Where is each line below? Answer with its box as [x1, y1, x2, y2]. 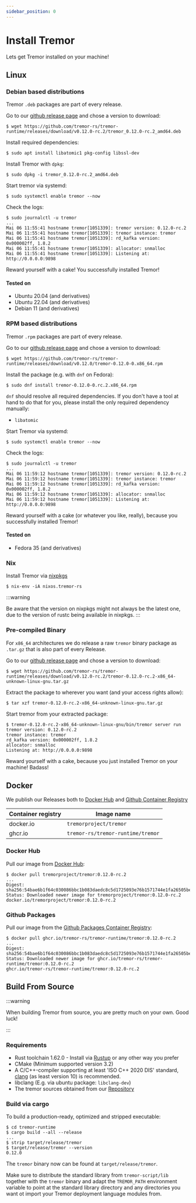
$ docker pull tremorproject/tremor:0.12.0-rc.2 [6, 871, 127, 878]
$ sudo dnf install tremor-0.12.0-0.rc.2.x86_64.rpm [6, 382, 137, 388]
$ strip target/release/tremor [6, 1140, 82, 1146]
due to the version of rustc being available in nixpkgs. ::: [6, 611, 141, 618]
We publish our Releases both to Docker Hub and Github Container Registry [6, 796, 188, 803]
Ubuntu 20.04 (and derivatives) [14, 293, 90, 300]
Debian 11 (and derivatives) [14, 305, 80, 312]
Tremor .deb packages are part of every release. [6, 101, 123, 108]
